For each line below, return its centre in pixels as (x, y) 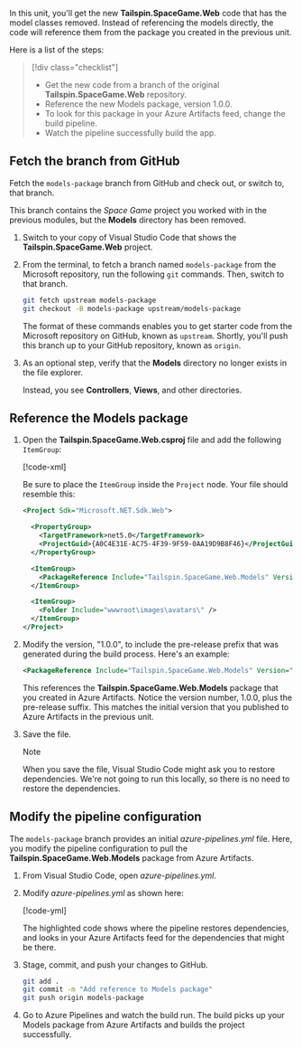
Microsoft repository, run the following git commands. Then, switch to (153, 274)
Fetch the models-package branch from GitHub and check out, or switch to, (147, 183)
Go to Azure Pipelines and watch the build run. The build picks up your (154, 1016)
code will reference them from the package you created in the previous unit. (151, 32)
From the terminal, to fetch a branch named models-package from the (149, 264)
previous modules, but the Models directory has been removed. (128, 220)
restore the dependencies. (72, 788)
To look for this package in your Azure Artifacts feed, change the (165, 113)
